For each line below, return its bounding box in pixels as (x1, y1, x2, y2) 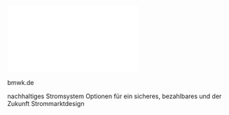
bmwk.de (7, 79, 34, 86)
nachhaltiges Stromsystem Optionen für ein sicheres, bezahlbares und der (7, 92, 222, 100)
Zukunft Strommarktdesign (7, 100, 85, 107)
